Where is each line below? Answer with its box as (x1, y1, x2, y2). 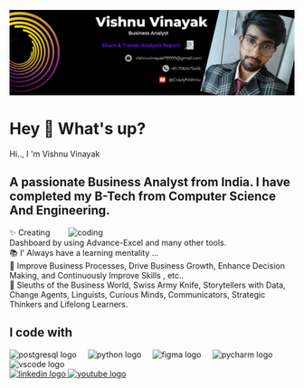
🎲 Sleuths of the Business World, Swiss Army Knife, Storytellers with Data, (9, 279, 287, 290)
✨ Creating (9, 227, 51, 238)
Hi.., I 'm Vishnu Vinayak (9, 148, 100, 159)
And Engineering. (9, 203, 110, 218)
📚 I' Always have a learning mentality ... (9, 247, 159, 258)
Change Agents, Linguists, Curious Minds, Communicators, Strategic (9, 289, 266, 299)
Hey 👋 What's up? (9, 118, 147, 139)
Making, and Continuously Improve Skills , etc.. (9, 270, 185, 280)
